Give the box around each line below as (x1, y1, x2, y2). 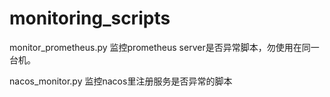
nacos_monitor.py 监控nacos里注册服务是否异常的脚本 (9, 75, 233, 87)
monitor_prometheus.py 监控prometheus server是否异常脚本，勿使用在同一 (9, 41, 320, 53)
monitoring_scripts (9, 7, 171, 30)
